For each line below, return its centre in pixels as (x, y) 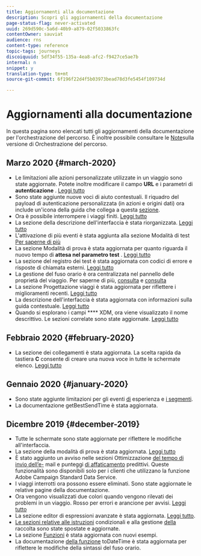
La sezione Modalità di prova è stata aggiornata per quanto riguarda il (101, 248)
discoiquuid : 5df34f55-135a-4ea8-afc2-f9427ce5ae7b (72, 57)
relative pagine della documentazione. (62, 490)
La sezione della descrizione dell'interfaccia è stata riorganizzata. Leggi (104, 222)
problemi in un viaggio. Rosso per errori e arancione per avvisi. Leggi (100, 503)
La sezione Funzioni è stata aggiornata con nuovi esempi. (86, 535)
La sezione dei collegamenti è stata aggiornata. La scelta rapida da (98, 352)
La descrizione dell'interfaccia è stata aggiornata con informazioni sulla (104, 299)
